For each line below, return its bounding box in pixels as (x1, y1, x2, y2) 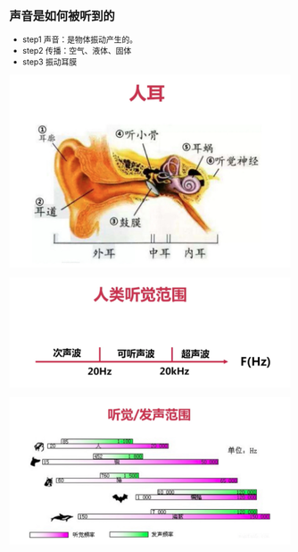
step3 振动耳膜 (21, 56, 78, 67)
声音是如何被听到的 (9, 8, 115, 24)
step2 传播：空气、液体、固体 (21, 45, 132, 55)
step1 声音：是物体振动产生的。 (21, 34, 138, 45)
